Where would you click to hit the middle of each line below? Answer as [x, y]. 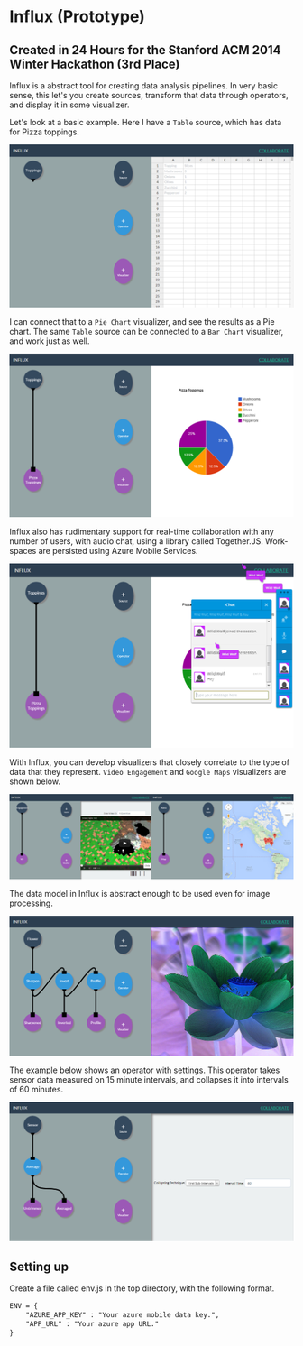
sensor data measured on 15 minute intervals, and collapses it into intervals [149, 1079]
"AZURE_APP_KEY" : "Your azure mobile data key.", [123, 1315]
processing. [32, 903]
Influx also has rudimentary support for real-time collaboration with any [142, 531]
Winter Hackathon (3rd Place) [95, 64]
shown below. [35, 781]
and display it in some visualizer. [69, 105]
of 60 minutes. [37, 1089]
